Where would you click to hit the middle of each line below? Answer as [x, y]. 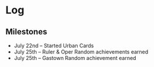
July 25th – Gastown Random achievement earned [75, 58]
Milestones [26, 32]
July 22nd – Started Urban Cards [54, 45]
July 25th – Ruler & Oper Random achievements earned [81, 52]
